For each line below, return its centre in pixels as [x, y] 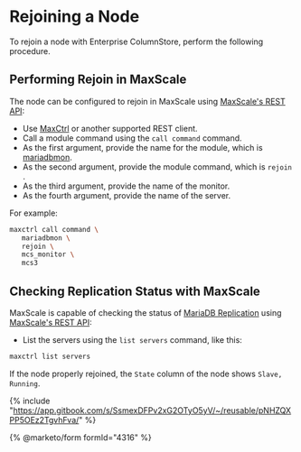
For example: [34, 213]
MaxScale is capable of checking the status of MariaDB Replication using [146, 312]
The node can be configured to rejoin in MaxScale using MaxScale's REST [148, 101]
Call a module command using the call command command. [132, 138]
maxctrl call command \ [54, 229]
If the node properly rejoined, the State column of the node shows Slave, [146, 374]
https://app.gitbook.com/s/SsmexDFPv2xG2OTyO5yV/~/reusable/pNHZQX [152, 410]
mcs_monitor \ [48, 254]
